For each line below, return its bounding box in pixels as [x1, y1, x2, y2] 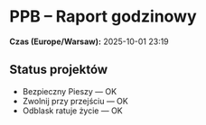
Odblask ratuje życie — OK [22, 105, 124, 116]
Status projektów [9, 62, 108, 77]
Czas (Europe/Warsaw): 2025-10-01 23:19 [9, 36, 169, 47]
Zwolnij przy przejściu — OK [22, 95, 128, 106]
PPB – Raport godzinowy [9, 6, 197, 27]
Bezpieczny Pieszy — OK [22, 85, 117, 96]
